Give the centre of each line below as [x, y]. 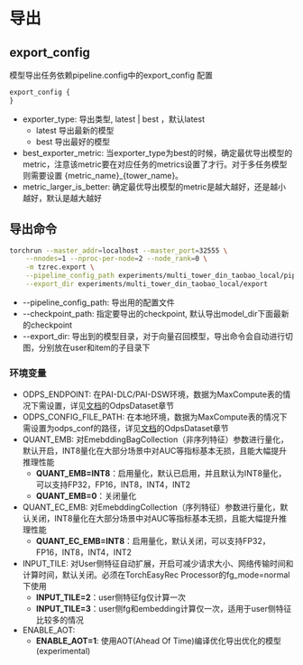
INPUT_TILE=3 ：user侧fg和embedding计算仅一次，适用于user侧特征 [164, 609]
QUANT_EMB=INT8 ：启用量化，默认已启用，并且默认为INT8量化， [161, 474]
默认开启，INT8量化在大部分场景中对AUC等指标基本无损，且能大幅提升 [154, 451]
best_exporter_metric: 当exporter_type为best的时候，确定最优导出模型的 [157, 152]
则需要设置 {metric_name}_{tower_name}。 [102, 175]
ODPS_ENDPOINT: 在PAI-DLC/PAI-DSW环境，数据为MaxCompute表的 [152, 394]
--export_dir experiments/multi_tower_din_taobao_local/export [147, 284]
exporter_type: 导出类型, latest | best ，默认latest [114, 119]
